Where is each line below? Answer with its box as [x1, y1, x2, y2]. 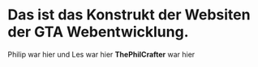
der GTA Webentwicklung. [7, 23, 189, 41]
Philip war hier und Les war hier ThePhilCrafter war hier [7, 49, 196, 59]
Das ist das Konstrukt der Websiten [7, 6, 251, 24]
